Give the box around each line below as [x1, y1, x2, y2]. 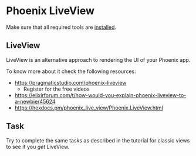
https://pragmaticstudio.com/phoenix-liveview [14, 79, 127, 86]
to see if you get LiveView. [6, 143, 70, 150]
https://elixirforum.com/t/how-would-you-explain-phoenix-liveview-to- [14, 91, 187, 98]
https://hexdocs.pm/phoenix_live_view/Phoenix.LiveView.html [14, 104, 163, 111]
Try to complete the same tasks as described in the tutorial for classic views [6, 137, 190, 144]
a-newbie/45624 [14, 98, 56, 105]
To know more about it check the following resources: [6, 68, 136, 75]
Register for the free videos [23, 85, 90, 92]
